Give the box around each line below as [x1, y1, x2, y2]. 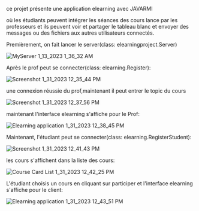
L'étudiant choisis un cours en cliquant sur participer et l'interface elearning [6, 180, 193, 187]
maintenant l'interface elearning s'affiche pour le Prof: [6, 111, 140, 117]
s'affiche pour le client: [6, 186, 63, 193]
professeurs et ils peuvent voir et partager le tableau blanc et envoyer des [6, 23, 189, 30]
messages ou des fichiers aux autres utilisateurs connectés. [6, 29, 155, 36]
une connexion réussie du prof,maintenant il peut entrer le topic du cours [6, 87, 186, 94]
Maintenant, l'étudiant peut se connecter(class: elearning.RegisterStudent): [6, 134, 192, 140]
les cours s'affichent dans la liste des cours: [6, 157, 115, 164]
